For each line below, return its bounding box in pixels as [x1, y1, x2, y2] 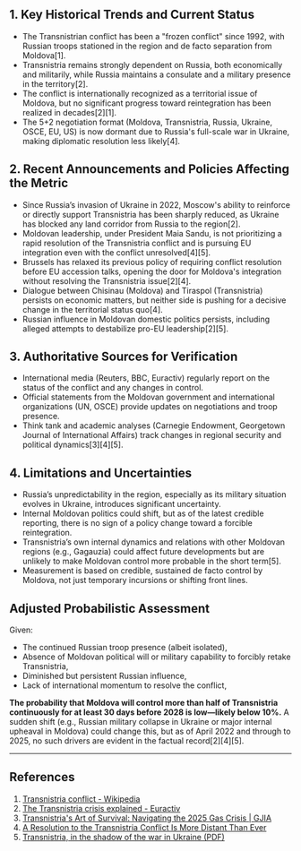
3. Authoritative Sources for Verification [9, 349, 238, 365]
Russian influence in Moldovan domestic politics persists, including [21, 314, 271, 324]
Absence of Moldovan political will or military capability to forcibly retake [21, 651, 291, 662]
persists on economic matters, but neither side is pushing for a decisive [21, 295, 287, 305]
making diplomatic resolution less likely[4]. [21, 135, 181, 146]
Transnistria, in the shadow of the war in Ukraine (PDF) [21, 831, 226, 842]
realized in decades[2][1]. [21, 107, 117, 117]
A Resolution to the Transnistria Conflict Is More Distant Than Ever [21, 821, 267, 832]
